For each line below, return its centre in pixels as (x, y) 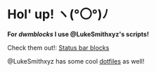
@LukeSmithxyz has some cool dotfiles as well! (76, 61)
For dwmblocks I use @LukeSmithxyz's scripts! (78, 34)
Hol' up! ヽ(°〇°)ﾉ (58, 14)
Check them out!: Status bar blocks (58, 48)
